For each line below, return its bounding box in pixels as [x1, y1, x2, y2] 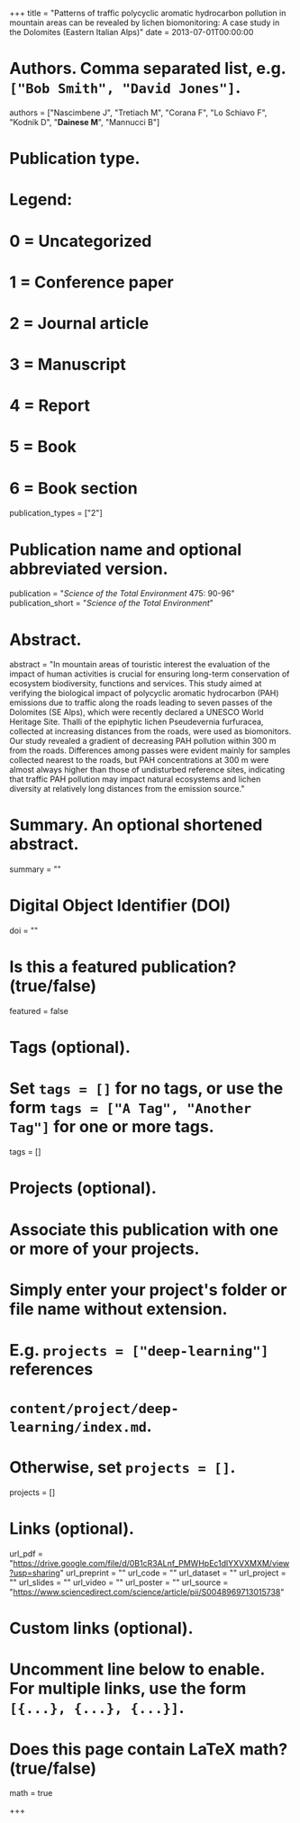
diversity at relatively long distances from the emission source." [9, 784, 245, 794]
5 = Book [9, 437, 77, 458]
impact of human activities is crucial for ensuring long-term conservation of [9, 668, 290, 679]
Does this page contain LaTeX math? [9, 1738, 288, 1759]
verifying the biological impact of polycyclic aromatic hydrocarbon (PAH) [9, 688, 279, 699]
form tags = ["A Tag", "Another [9, 1098, 252, 1118]
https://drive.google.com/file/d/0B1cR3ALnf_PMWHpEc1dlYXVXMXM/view [13, 1558, 290, 1568]
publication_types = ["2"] [9, 508, 103, 519]
